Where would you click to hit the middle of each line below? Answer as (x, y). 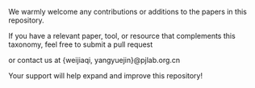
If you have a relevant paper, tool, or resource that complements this (122, 36)
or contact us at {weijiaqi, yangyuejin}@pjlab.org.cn (94, 60)
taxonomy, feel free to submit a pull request (81, 44)
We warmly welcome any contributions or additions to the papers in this (128, 12)
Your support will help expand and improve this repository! (106, 75)
